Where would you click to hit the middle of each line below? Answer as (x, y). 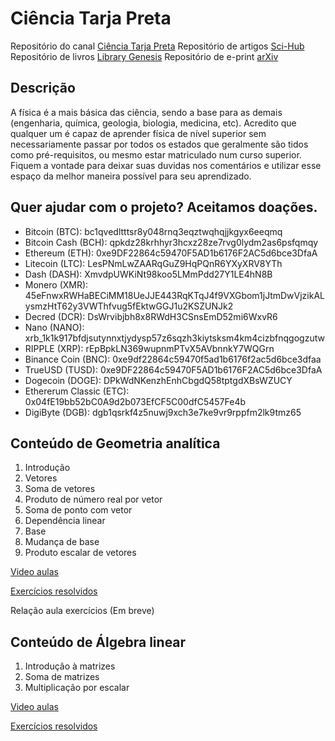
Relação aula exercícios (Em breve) (82, 611)
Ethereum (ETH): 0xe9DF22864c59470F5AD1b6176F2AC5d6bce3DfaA (171, 253)
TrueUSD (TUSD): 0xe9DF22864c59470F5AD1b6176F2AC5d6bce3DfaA (173, 369)
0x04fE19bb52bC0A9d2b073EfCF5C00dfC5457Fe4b (135, 401)
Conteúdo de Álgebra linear (98, 642)
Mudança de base (62, 542)
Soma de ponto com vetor (78, 510)
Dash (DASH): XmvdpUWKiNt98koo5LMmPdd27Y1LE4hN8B (148, 274)
